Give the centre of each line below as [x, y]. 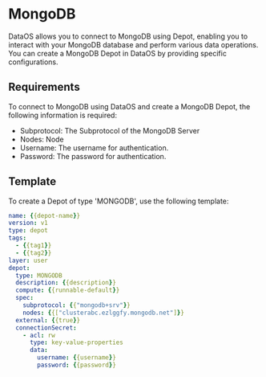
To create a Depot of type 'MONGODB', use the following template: [119, 201]
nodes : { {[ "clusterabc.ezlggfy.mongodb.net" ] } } [103, 313]
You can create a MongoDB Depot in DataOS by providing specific [117, 53]
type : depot [28, 231]
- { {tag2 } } [34, 253]
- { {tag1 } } [34, 246]
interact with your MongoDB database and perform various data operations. [133, 44]
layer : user [28, 260]
